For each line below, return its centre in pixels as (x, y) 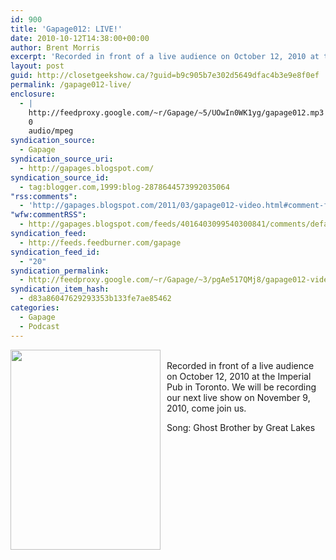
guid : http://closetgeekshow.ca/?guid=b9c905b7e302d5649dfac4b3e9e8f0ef (165, 76)
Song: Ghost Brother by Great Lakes (241, 427)
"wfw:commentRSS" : (48, 215)
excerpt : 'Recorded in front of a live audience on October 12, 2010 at (165, 57)
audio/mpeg (51, 131)
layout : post (37, 66)
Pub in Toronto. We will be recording (241, 387)
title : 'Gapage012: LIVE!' (66, 29)
